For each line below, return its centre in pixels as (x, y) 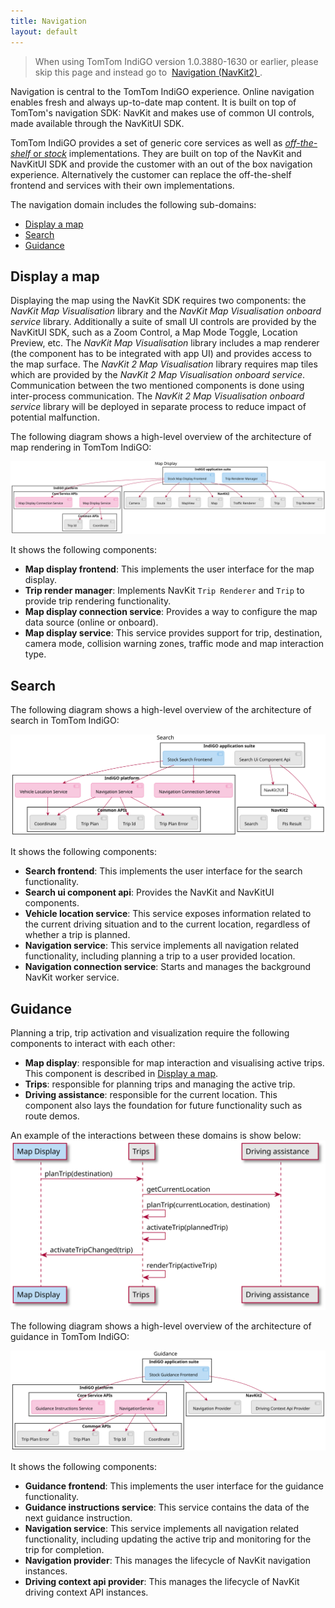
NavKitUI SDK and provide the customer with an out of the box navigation (161, 164)
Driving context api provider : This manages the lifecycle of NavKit (162, 1582)
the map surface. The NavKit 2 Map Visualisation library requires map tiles (164, 364)
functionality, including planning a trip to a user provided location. (160, 956)
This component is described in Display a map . (121, 1074)
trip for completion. (64, 1550)
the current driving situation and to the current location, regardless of (167, 924)
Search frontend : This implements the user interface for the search (163, 871)
